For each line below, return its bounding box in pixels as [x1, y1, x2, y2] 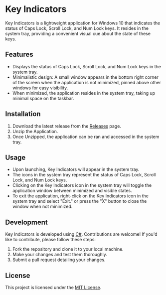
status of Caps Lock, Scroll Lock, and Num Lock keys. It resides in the [5, 25, 149, 31]
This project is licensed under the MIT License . [5, 285, 102, 290]
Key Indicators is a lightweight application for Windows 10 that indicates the [5, 20, 161, 26]
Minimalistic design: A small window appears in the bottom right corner [12, 74, 159, 80]
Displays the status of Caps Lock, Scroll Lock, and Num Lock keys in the [12, 63, 161, 69]
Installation [5, 110, 41, 118]
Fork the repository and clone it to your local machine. [12, 246, 124, 252]
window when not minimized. [12, 203, 73, 210]
